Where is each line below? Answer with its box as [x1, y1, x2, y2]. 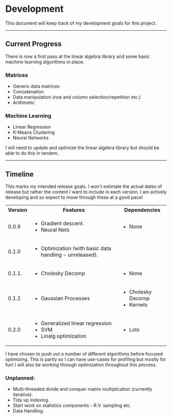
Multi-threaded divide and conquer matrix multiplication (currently [12, 386, 153, 392]
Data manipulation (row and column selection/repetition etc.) [12, 94, 141, 100]
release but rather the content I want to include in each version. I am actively [5, 189, 167, 195]
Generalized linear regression [40, 320, 112, 327]
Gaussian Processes [40, 295, 90, 302]
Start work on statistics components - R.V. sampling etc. [12, 403, 132, 409]
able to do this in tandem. [5, 150, 59, 156]
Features [62, 206, 85, 214]
